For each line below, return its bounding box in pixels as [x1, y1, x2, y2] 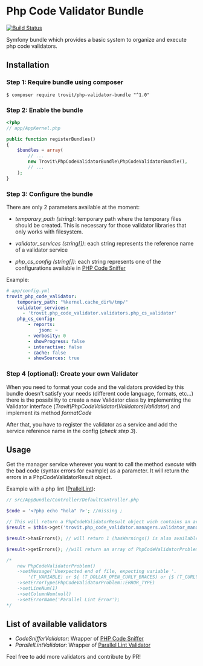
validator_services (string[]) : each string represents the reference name [14, 240, 194, 247]
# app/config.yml [6, 287, 50, 294]
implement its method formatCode [6, 409, 92, 416]
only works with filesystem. [14, 228, 83, 235]
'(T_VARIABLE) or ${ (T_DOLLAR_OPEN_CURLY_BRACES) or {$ [28, 574, 174, 580]
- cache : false [28, 350, 66, 356]
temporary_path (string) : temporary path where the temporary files [14, 215, 182, 222]
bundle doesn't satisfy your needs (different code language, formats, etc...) [6, 390, 194, 397]
